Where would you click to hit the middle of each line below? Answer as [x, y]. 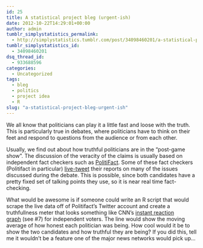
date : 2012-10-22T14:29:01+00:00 [48, 23]
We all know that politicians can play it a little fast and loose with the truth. [98, 125]
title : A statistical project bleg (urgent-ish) [69, 18]
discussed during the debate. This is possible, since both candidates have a [101, 175]
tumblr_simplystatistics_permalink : [52, 34]
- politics [25, 91]
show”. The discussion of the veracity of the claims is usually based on [95, 155]
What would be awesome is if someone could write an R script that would [98, 200]
